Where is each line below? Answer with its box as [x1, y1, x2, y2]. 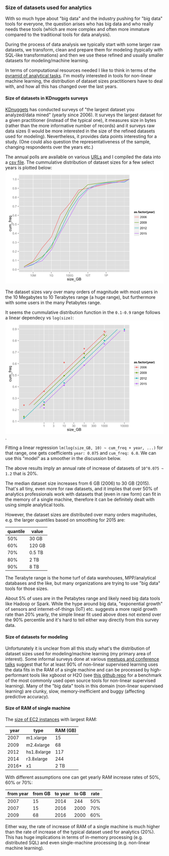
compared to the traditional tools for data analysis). [5, 32, 112, 38]
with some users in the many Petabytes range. [5, 300, 102, 306]
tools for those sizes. [5, 585, 49, 592]
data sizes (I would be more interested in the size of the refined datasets [5, 128, 155, 134]
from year [7, 791, 29, 797]
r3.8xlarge [26, 756, 48, 762]
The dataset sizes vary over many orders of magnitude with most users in [5, 289, 158, 295]
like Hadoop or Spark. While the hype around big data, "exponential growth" [5, 601, 163, 607]
